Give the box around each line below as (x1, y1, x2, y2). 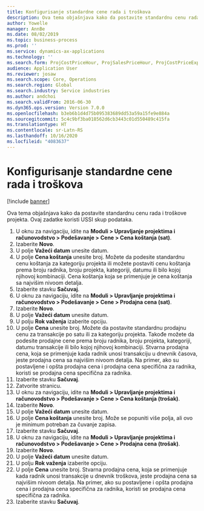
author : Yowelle (7, 20, 48, 26)
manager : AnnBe (7, 25, 45, 32)
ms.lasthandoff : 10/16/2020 (7, 133, 78, 139)
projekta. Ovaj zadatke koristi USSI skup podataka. (7, 216, 133, 223)
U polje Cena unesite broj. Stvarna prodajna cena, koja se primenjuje (15, 466, 187, 473)
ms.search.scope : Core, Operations (7, 76, 97, 82)
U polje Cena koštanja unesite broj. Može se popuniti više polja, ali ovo (15, 414, 193, 421)
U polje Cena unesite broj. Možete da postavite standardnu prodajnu (15, 324, 186, 331)
